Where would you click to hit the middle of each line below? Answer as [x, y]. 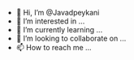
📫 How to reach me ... [54, 47]
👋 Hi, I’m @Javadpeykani [58, 13]
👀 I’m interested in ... [50, 21]
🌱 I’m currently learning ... [59, 30]
